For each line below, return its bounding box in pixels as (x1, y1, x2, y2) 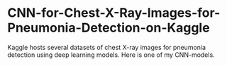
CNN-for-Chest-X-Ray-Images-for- (7, 5, 221, 21)
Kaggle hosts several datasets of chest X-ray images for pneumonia (7, 43, 206, 51)
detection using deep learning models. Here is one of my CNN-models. (7, 51, 215, 59)
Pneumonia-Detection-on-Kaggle (7, 20, 211, 36)
